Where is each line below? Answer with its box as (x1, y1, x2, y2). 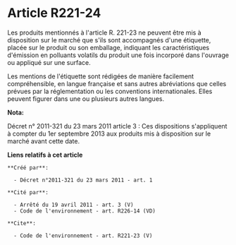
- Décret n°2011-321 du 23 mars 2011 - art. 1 (13, 177, 153, 184)
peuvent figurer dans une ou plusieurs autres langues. (7, 94, 164, 103)
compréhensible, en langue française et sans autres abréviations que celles (7, 79, 227, 88)
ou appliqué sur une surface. (7, 58, 92, 66)
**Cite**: (7, 220, 37, 227)
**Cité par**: (7, 189, 49, 196)
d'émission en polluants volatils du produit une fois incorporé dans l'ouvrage (7, 51, 229, 59)
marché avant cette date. (7, 136, 80, 145)
